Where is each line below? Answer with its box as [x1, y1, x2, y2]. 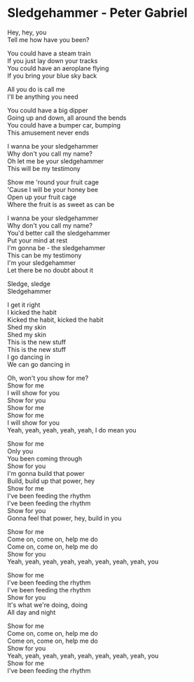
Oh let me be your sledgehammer [7, 156, 104, 165]
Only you [7, 446, 34, 455]
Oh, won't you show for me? [7, 374, 89, 382]
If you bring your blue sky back [7, 71, 97, 80]
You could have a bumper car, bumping [7, 121, 121, 129]
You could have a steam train [7, 49, 91, 57]
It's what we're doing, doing [7, 601, 88, 609]
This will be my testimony [7, 164, 81, 172]
